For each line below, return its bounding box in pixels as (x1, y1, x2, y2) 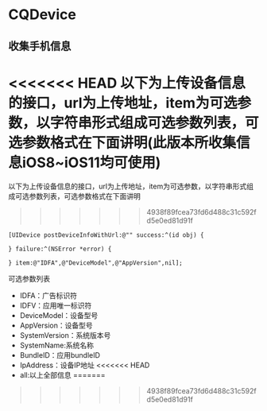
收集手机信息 (8, 39, 72, 52)
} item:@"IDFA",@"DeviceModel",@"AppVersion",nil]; (8, 258, 183, 267)
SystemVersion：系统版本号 (19, 330, 111, 339)
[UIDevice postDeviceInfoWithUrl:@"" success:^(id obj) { (8, 231, 204, 239)
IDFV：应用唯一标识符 (19, 300, 92, 310)
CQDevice (8, 6, 77, 24)
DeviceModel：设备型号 (19, 310, 99, 320)
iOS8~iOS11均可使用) (22, 153, 161, 172)
